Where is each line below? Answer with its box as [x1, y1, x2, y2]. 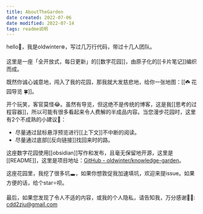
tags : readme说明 [6, 25, 48, 32]
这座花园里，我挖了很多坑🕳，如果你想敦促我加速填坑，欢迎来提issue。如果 [6, 170, 195, 177]
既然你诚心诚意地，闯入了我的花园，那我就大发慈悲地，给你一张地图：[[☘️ [6, 78, 190, 85]
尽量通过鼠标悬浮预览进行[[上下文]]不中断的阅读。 [15, 129, 141, 136]
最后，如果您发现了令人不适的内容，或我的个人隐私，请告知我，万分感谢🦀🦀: [6, 194, 196, 201]
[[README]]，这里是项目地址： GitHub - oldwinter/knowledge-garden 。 [6, 157, 185, 164]
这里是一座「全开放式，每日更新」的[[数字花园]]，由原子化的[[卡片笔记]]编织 [6, 58, 197, 65]
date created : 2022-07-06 [6, 15, 72, 21]
